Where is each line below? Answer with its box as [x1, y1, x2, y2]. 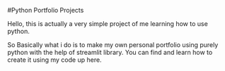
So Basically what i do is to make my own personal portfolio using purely [7, 41, 219, 49]
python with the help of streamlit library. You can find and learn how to [7, 49, 213, 56]
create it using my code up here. [7, 56, 102, 64]
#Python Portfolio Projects [7, 6, 84, 14]
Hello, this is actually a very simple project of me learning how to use [7, 20, 209, 27]
